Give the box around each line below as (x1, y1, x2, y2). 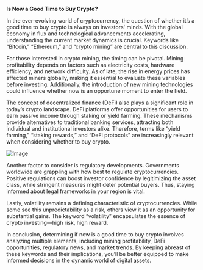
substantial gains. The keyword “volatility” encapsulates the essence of (6, 213, 186, 219)
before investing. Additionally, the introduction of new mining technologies (6, 81, 193, 88)
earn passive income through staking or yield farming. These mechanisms (6, 112, 193, 119)
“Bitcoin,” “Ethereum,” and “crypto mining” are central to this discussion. (6, 43, 188, 50)
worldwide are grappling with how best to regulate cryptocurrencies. (6, 168, 179, 175)
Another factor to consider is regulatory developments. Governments (6, 162, 180, 169)
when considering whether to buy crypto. (6, 138, 111, 145)
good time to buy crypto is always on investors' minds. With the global (6, 24, 183, 31)
